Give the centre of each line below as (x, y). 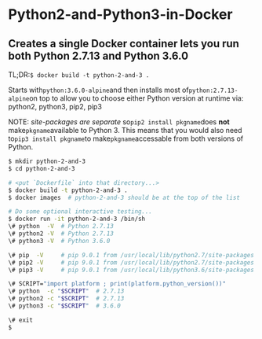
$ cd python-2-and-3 (42, 168)
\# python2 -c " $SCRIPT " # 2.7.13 (66, 299)
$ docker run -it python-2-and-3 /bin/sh (77, 219)
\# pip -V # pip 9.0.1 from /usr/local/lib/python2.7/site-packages (131, 255)
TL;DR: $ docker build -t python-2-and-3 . (79, 75)
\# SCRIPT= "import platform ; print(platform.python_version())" (117, 284)
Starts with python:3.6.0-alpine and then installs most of (99, 90)
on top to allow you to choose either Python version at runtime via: (136, 98)
